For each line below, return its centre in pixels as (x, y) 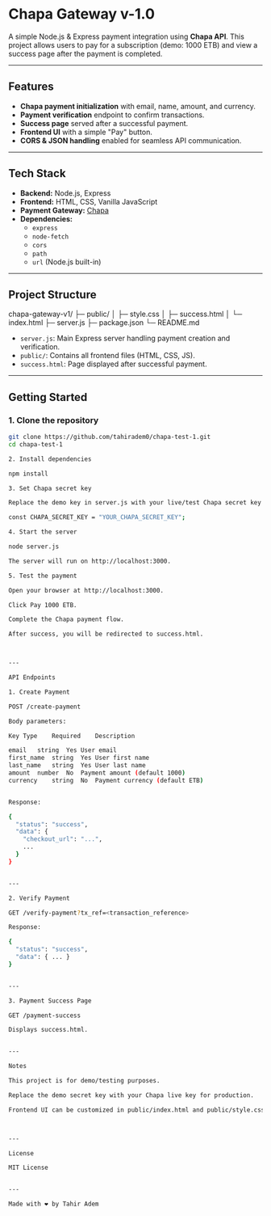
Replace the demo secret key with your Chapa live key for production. (131, 1095)
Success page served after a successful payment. (104, 123)
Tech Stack (37, 173)
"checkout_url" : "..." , (63, 839)
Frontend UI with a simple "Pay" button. (86, 132)
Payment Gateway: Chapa (64, 210)
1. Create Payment (39, 692)
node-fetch (50, 236)
